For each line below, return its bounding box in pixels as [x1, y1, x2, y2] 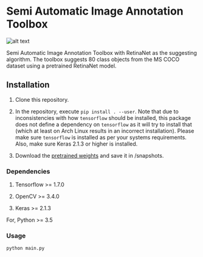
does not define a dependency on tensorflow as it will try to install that [15, 121, 193, 128]
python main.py [6, 245, 45, 252]
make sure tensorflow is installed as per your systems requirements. [15, 133, 187, 141]
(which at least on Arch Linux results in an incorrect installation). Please [15, 127, 194, 135]
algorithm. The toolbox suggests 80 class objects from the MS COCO [6, 55, 180, 63]
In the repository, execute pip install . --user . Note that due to [15, 108, 179, 115]
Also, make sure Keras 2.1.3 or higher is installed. [15, 140, 138, 147]
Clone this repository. [15, 96, 69, 103]
